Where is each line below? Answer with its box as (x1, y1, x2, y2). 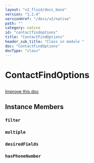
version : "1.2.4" (5, 12, 41, 17)
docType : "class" (5, 48, 41, 53)
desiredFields (5, 141, 39, 147)
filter (5, 117, 21, 123)
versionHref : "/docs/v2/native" (5, 16, 71, 21)
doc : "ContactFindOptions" (5, 44, 60, 49)
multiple (5, 129, 26, 135)
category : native (5, 26, 41, 30)
